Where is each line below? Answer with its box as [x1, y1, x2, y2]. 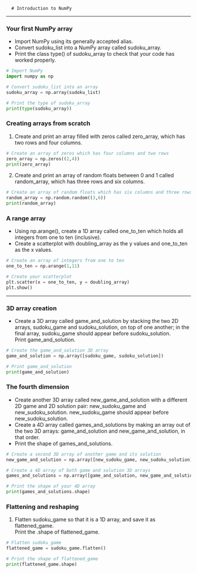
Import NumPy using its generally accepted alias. [14, 38, 134, 45]
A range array [6, 214, 46, 223]
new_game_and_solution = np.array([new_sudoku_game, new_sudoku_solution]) [6, 457, 195, 463]
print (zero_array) [6, 161, 51, 167]
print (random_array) [6, 200, 57, 207]
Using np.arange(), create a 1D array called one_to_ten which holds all [14, 228, 184, 235]
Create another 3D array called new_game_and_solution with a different [14, 396, 188, 403]
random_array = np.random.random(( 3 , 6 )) [6, 195, 107, 201]
